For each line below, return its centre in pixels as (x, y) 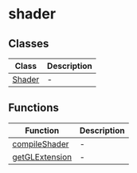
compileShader (41, 143)
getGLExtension (42, 157)
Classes (29, 44)
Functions (34, 108)
